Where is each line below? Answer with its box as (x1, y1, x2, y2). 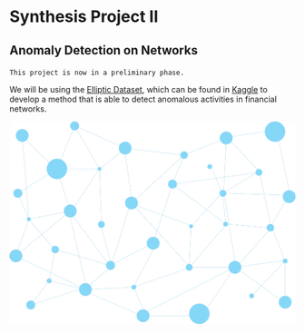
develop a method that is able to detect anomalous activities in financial (9, 93, 277, 104)
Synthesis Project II (9, 6, 159, 27)
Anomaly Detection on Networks (9, 43, 198, 58)
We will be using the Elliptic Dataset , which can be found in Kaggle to (9, 84, 268, 94)
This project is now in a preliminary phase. (9, 68, 184, 77)
